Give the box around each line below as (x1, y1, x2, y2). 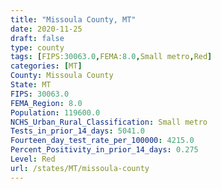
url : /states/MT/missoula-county (10, 163, 150, 173)
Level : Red (10, 154, 56, 164)
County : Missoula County (10, 71, 114, 81)
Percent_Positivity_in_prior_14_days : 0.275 (10, 145, 199, 155)
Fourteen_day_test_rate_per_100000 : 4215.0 (10, 136, 195, 146)
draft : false (10, 33, 65, 43)
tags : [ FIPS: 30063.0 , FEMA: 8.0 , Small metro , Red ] (10, 52, 213, 62)
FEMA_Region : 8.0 (10, 98, 83, 108)
